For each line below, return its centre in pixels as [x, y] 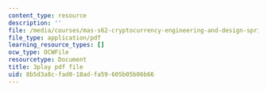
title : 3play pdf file [46, 67]
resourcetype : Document [48, 60]
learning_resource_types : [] [56, 45]
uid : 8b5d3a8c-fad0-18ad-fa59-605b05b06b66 [81, 74]
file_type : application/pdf [55, 38]
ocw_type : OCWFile [39, 52]
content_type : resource [48, 15]
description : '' [35, 23]
